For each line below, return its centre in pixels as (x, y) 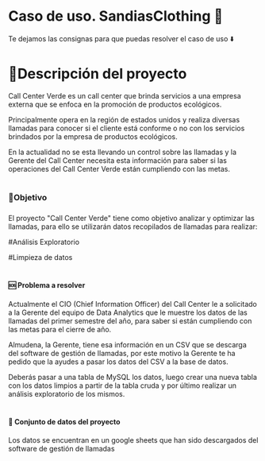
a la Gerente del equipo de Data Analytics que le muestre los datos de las (128, 312)
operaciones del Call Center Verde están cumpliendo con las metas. (119, 169)
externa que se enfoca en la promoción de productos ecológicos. (115, 104)
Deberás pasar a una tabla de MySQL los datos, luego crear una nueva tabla (133, 377)
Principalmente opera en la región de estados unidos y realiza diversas (124, 119)
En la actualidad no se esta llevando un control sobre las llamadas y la (122, 152)
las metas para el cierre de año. (60, 329)
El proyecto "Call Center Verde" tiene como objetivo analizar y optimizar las (132, 218)
